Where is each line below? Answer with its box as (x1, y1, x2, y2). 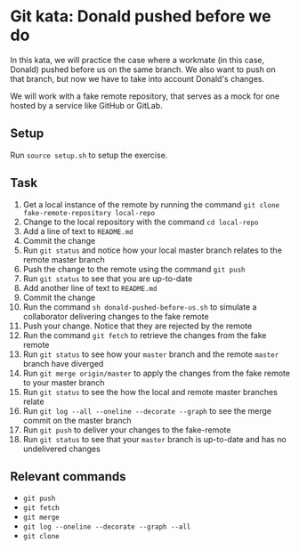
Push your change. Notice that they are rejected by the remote (22, 320, 253, 331)
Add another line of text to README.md (22, 282, 158, 293)
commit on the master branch (22, 415, 132, 425)
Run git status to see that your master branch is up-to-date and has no (22, 433, 287, 444)
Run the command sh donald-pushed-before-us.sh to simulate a (22, 301, 257, 312)
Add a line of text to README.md (22, 225, 133, 237)
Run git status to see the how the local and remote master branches (22, 386, 279, 397)
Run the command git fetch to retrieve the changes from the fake (22, 329, 267, 340)
